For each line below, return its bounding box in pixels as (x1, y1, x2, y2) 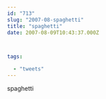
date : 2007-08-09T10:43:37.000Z (7, 29, 99, 36)
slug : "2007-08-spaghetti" (7, 16, 84, 23)
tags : (7, 53, 23, 60)
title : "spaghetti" (7, 23, 63, 29)
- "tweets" (13, 66, 44, 72)
